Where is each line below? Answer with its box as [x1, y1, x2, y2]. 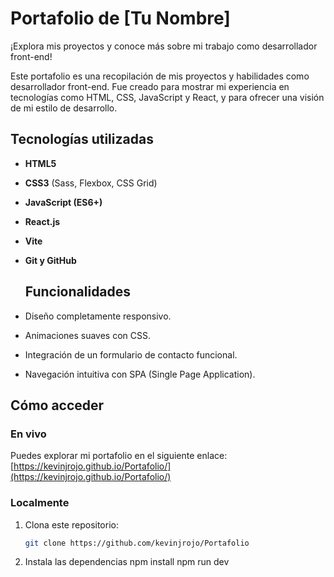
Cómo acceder [10, 397, 105, 414]
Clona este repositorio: [24, 518, 119, 531]
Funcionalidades [24, 283, 132, 301]
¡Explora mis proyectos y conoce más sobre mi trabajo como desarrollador [10, 40, 318, 52]
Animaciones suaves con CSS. [24, 329, 152, 341]
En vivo [10, 427, 47, 441]
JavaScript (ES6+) [24, 196, 103, 208]
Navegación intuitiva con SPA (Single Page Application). [24, 368, 256, 380]
